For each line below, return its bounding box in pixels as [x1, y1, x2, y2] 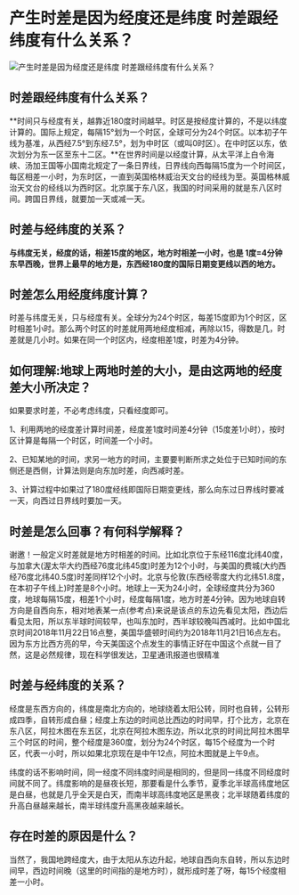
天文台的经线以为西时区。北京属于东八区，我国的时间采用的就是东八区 [16, 182, 274, 192]
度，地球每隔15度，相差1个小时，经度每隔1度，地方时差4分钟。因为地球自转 [9, 594, 287, 604]
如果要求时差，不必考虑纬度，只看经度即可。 [9, 405, 174, 416]
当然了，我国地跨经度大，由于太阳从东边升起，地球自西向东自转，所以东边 [9, 854, 282, 865]
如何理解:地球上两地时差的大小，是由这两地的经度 [9, 362, 283, 378]
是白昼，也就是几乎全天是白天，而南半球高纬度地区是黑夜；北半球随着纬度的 [9, 789, 290, 800]
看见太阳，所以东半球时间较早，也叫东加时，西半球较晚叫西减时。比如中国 [9, 616, 282, 626]
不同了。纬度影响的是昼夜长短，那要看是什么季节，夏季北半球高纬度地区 [24, 777, 290, 788]
